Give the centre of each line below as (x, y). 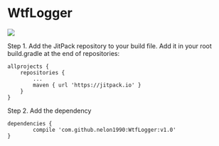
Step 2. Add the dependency (49, 111)
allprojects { (28, 66)
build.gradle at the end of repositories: (63, 53)
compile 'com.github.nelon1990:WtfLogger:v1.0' (105, 130)
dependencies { (30, 123)
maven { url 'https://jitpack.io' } (87, 85)
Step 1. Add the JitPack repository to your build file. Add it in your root (109, 46)
